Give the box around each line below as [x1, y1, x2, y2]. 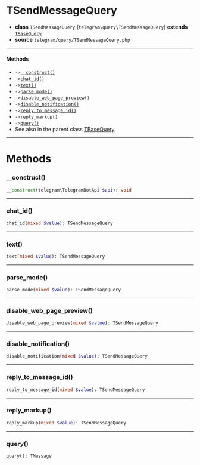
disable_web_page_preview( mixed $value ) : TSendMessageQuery [6, 320, 159, 326]
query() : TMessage [6, 453, 52, 459]
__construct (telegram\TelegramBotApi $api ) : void [6, 187, 132, 193]
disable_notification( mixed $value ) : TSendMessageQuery [6, 353, 148, 359]
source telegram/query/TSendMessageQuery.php [14, 36, 130, 43]
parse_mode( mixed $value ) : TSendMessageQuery [6, 287, 121, 293]
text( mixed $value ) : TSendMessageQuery [6, 253, 105, 260]
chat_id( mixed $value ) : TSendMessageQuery [6, 220, 113, 226]
